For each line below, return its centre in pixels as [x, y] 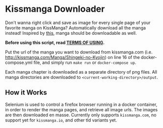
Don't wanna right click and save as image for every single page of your [78, 23]
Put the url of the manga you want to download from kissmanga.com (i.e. [79, 52]
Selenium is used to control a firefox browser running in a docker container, [81, 104]
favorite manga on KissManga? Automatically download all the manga [76, 27]
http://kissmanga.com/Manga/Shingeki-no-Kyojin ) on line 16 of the [72, 57]
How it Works [26, 92]
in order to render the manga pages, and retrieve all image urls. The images [81, 109]
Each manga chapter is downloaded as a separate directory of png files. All [81, 72]
